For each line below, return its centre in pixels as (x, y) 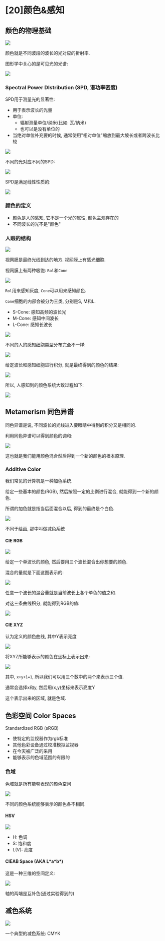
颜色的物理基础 (28, 30)
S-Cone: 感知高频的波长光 (39, 312)
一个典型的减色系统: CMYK (33, 933)
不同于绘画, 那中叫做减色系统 (35, 529)
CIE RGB (14, 540)
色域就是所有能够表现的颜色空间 (38, 784)
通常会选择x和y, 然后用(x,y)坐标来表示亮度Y (50, 687)
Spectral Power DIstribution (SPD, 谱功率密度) (61, 87)
